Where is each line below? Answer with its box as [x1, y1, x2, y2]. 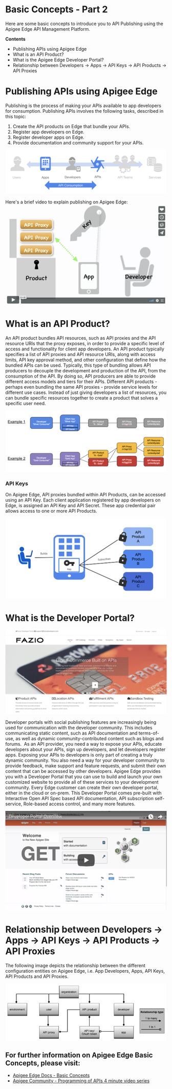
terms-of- [138, 730, 160, 736]
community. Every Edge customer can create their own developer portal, [5, 785, 159, 791]
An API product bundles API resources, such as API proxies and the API [5, 334, 156, 341]
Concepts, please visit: [5, 1059, 80, 1067]
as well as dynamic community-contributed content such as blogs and [15, 736, 164, 742]
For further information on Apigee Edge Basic [5, 1051, 153, 1059]
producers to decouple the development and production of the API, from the [5, 367, 166, 373]
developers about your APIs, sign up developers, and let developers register [5, 746, 166, 752]
